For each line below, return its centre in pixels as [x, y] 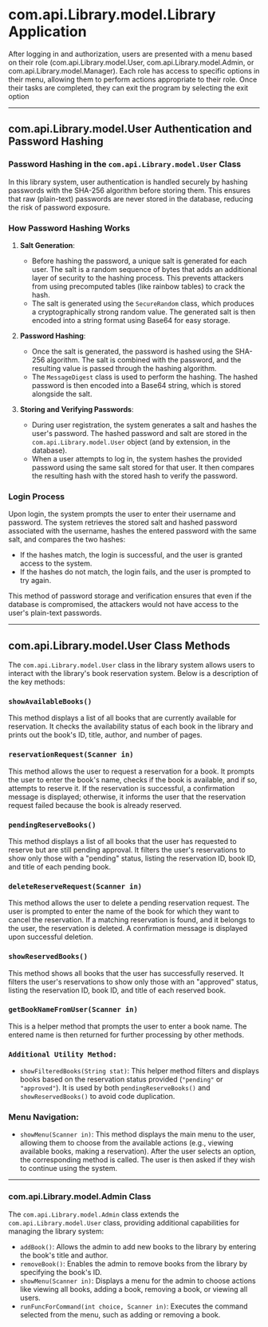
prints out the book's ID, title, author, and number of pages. [105, 735]
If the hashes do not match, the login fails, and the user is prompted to [135, 572]
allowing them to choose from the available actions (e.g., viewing [126, 1143]
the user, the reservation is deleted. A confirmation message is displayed [128, 929]
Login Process [37, 496]
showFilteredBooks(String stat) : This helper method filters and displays [139, 1071]
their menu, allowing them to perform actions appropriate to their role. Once [133, 79]
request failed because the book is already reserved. [95, 805]
